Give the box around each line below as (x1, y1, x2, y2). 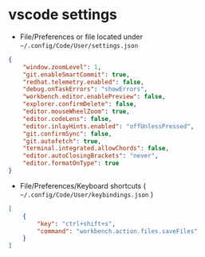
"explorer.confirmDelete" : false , (22, 100, 137, 108)
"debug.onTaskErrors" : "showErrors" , (22, 85, 148, 93)
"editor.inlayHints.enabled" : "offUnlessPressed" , (22, 122, 195, 130)
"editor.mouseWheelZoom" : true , (22, 107, 130, 116)
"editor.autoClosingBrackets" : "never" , (22, 152, 159, 160)
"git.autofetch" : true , (22, 137, 102, 145)
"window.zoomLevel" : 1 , (22, 63, 102, 71)
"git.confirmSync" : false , (22, 130, 112, 138)
